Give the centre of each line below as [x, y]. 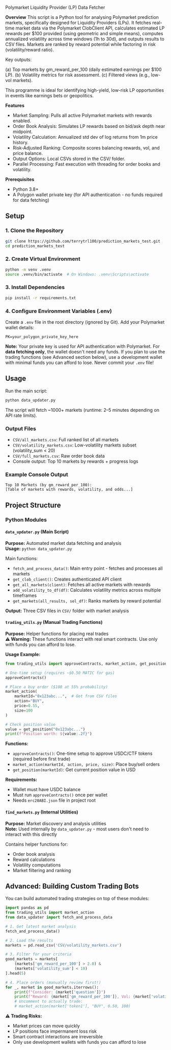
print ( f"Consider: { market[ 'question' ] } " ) [60, 992]
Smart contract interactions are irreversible [58, 1037]
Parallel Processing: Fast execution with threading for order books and [86, 164]
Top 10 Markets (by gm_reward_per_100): [49, 485]
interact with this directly [31, 834]
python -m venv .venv [28, 270]
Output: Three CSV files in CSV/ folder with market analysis [67, 611]
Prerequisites [20, 179]
